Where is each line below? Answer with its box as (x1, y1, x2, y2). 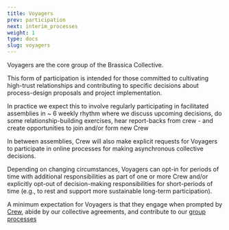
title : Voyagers (7, 10, 53, 17)
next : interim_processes (7, 23, 78, 30)
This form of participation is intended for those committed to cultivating (7, 74, 209, 82)
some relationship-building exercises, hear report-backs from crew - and (7, 117, 214, 124)
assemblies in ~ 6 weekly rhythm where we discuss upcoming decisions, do (7, 109, 222, 117)
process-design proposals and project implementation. (7, 89, 162, 97)
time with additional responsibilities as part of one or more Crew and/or (7, 172, 208, 181)
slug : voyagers (7, 42, 51, 49)
